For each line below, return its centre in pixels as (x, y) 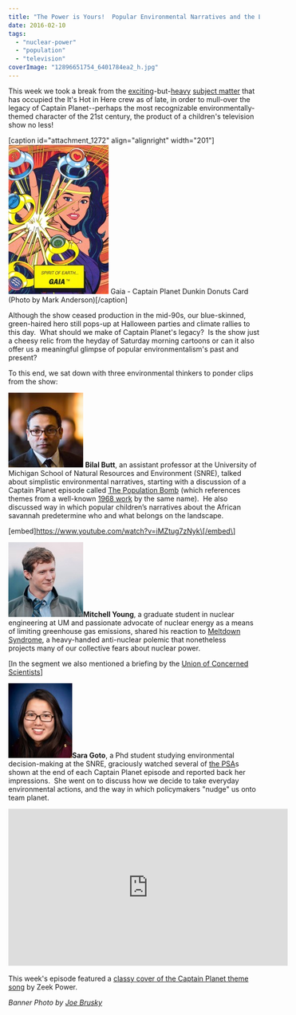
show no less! (31, 124)
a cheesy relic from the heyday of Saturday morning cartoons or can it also (132, 340)
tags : (17, 33)
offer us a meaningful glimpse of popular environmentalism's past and (124, 349)
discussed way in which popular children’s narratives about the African (125, 507)
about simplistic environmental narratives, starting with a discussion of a (127, 482)
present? (23, 357)
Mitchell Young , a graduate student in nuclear (159, 614)
